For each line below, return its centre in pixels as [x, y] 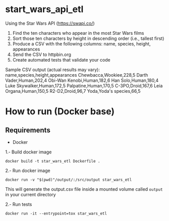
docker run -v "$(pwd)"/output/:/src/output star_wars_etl [69, 180]
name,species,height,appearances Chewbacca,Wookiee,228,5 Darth [77, 75]
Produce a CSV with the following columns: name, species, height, [81, 43]
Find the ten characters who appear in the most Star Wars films [78, 33]
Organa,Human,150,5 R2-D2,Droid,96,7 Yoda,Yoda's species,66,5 [73, 91]
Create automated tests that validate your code [62, 60]
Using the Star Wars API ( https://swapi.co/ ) [50, 23]
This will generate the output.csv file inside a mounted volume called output [84, 189]
